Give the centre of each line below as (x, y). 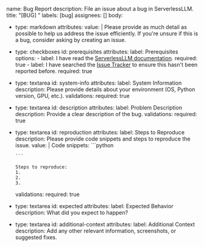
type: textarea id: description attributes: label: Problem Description (99, 108)
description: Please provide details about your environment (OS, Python (105, 89)
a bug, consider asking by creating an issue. (71, 40)
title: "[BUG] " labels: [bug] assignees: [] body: (65, 15)
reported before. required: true (54, 71)
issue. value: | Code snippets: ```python (64, 145)
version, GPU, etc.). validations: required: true (72, 96)
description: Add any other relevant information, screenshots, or (96, 231)
